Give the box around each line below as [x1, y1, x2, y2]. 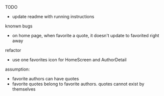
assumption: [5, 66, 30, 72]
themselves [12, 86, 36, 92]
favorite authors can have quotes [12, 76, 79, 81]
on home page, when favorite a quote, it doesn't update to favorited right [12, 33, 160, 38]
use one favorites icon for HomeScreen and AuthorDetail [12, 57, 127, 63]
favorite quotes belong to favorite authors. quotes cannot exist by [12, 81, 144, 87]
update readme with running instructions [12, 14, 94, 19]
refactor [5, 48, 22, 53]
